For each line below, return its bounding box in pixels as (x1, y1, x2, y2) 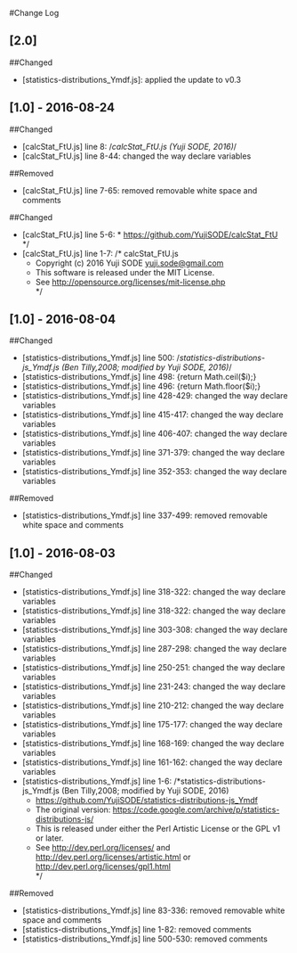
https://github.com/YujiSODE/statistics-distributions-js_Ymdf (35, 795, 259, 806)
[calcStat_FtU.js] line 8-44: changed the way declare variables (21, 151, 252, 161)
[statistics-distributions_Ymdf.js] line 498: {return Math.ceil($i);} (21, 372, 257, 382)
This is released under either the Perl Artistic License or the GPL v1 (35, 824, 281, 834)
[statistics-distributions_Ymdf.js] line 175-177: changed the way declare (21, 719, 283, 730)
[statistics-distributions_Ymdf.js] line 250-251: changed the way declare (21, 662, 286, 673)
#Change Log (9, 8, 60, 18)
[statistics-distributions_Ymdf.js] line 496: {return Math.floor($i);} (21, 381, 261, 391)
